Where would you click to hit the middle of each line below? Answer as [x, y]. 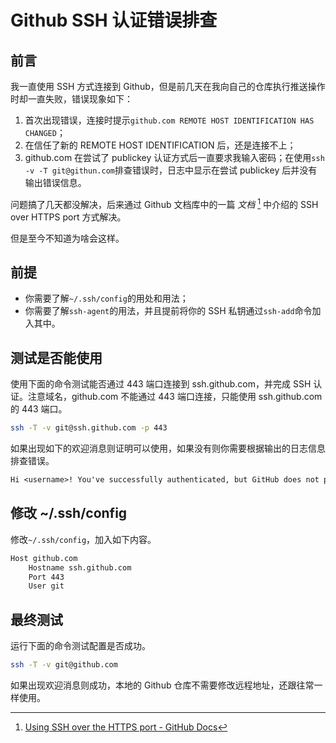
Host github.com [44, 558]
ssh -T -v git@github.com [64, 665]
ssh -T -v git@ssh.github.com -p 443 [89, 428]
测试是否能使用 [56, 357]
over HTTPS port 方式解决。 [68, 217]
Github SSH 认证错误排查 [114, 20]
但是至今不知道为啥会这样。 [67, 238]
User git [46, 586]
